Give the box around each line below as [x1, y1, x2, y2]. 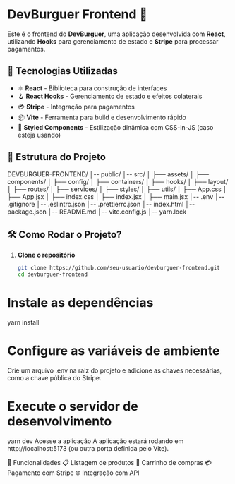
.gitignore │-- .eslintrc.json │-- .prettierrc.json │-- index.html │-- [7, 200, 195, 208]
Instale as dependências [7, 295, 154, 311]
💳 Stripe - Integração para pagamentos [17, 102, 135, 111]
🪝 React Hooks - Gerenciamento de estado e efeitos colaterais [17, 92, 203, 100]
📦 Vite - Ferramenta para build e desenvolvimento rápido [17, 113, 187, 121]
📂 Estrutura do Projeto [7, 151, 106, 163]
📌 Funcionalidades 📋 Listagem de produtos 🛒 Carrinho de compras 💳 [7, 458, 212, 466]
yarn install [7, 318, 40, 327]
